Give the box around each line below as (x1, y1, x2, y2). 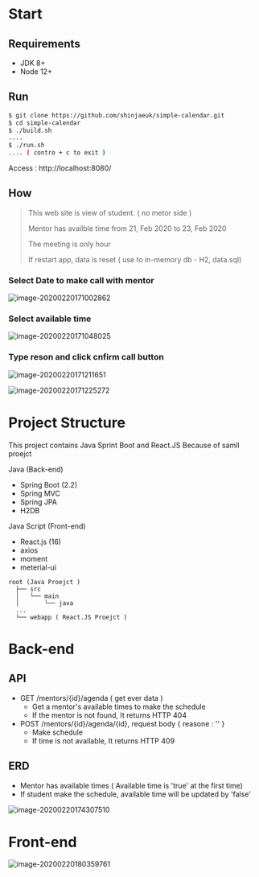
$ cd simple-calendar (8, 118, 81, 127)
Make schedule (31, 727, 83, 737)
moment (19, 554, 48, 563)
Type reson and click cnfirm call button (8, 352, 165, 363)
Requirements (8, 37, 80, 51)
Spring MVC (19, 488, 61, 498)
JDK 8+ (19, 58, 46, 68)
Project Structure (8, 414, 126, 431)
